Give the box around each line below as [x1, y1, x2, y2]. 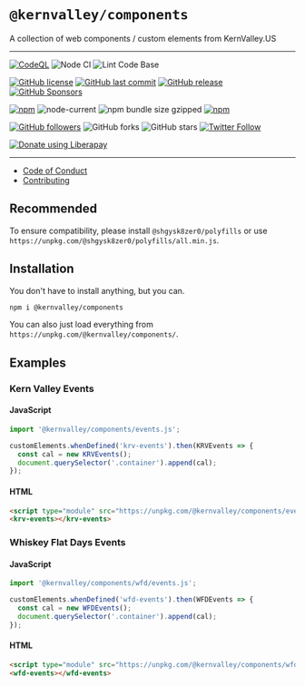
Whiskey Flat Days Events [9, 536, 126, 549]
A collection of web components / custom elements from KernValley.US [9, 33, 277, 44]
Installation [9, 261, 74, 277]
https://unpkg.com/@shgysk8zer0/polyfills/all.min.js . [9, 234, 220, 246]
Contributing [22, 174, 70, 185]
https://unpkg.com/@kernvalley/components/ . [9, 328, 179, 339]
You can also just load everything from [9, 319, 154, 330]
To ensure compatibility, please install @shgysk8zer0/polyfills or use [9, 225, 268, 236]
